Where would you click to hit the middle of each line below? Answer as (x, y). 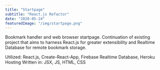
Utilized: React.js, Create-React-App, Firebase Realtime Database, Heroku (80, 57)
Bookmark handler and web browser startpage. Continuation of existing (78, 37)
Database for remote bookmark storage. (46, 47)
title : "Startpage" (25, 10)
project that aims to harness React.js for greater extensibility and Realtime (80, 43)
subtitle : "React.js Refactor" (37, 14)
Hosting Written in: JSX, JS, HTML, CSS (46, 62)
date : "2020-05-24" (25, 19)
